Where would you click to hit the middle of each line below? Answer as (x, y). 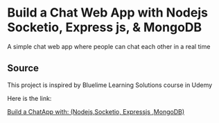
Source (23, 68)
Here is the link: (29, 98)
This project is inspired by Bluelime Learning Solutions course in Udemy (110, 85)
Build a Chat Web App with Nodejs (107, 13)
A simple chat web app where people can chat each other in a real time (109, 46)
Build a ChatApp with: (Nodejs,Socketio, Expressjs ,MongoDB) (96, 111)
